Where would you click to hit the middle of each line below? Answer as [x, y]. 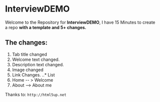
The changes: [26, 43]
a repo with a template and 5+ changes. [46, 27]
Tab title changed [29, 54]
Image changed [28, 70]
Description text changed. [38, 64]
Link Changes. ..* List [33, 75]
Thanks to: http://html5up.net [36, 94]
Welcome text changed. [36, 59]
